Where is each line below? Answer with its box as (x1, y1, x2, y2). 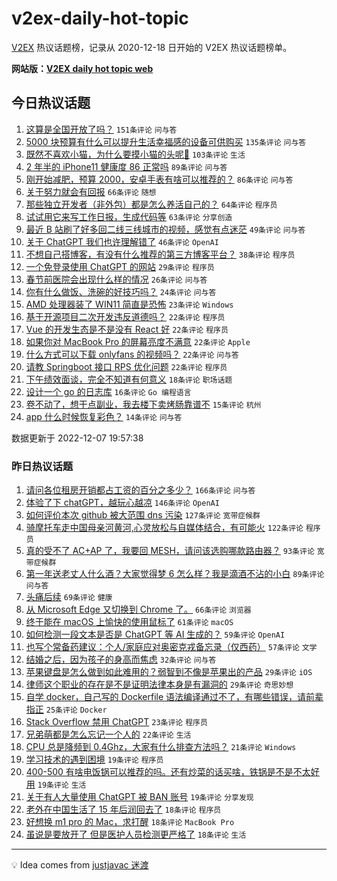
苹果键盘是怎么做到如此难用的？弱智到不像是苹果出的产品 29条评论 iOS (25, 666, 313, 678)
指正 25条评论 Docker (25, 703, 108, 716)
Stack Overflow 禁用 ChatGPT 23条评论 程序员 (25, 716, 208, 728)
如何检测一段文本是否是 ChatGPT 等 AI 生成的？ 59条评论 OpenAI (25, 628, 286, 641)
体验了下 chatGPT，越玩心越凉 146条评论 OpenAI (25, 497, 220, 509)
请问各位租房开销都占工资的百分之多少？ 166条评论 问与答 (25, 484, 256, 496)
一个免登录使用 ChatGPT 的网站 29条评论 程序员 (25, 260, 215, 272)
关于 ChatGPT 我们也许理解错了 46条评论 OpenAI (25, 235, 219, 247)
